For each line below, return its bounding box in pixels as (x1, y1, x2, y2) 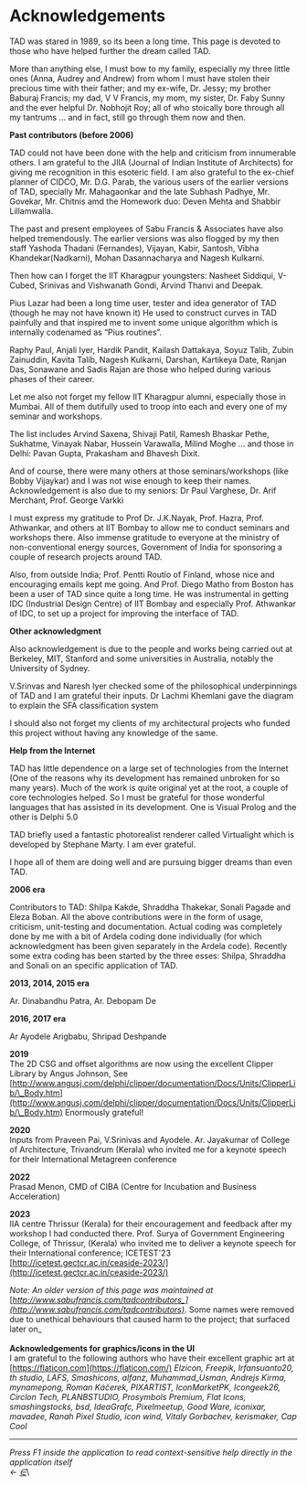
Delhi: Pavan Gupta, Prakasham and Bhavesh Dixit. (9, 447, 201, 458)
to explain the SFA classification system (9, 700, 159, 711)
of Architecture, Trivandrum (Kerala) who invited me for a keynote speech (9, 1144, 287, 1155)
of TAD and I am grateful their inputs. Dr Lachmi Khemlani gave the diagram (9, 690, 294, 700)
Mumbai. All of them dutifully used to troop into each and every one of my (9, 401, 288, 412)
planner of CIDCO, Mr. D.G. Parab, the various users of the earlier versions (9, 176, 290, 187)
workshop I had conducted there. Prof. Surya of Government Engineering (9, 1227, 285, 1239)
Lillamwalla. (9, 205, 54, 216)
